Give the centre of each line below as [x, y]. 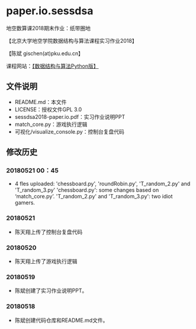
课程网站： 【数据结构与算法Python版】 [52, 66]
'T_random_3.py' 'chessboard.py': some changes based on [87, 190]
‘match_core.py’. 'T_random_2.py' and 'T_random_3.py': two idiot [94, 197]
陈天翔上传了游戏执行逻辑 [46, 261]
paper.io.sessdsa [50, 11]
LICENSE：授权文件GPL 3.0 [48, 109]
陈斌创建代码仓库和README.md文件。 [61, 320]
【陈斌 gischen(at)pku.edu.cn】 [45, 53]
